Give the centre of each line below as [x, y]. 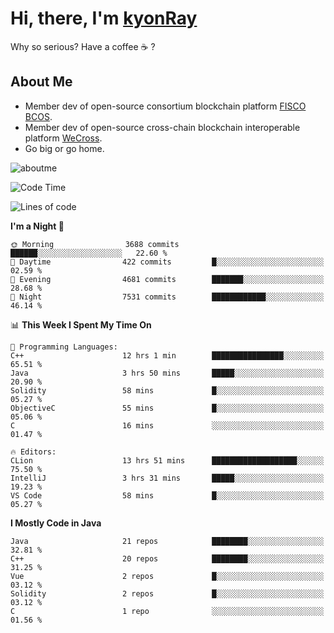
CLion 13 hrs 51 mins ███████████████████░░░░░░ [167, 460]
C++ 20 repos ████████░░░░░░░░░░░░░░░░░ [167, 558]
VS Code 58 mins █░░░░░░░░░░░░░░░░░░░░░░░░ [167, 495]
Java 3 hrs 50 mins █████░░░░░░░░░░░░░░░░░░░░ [167, 373]
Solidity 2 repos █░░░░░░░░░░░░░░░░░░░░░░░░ [167, 593]
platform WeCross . [63, 138]
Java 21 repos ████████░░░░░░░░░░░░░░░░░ [167, 541]
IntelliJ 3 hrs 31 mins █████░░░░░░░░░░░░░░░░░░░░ [167, 478]
